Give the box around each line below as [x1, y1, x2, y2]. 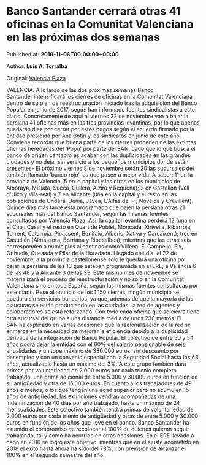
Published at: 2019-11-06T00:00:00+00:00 [6, 50, 120, 58]
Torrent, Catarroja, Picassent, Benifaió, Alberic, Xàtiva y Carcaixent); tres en [6, 229, 198, 237]
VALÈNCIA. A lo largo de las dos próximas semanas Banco [6, 86, 154, 93]
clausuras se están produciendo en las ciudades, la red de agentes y [6, 301, 180, 309]
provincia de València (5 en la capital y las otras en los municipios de [6, 177, 180, 185]
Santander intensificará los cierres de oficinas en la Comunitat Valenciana [6, 93, 193, 100]
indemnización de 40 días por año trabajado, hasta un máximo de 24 [6, 399, 180, 406]
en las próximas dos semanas [6, 31, 161, 44]
